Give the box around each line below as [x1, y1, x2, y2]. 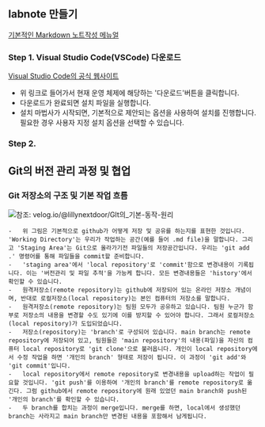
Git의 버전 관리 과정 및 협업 [8, 165, 131, 178]
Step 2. [8, 138, 37, 149]
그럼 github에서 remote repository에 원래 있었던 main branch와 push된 [26, 387, 248, 395]
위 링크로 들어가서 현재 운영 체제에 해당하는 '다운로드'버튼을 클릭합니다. [19, 88, 240, 97]
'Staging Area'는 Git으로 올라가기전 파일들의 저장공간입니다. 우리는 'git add [17, 244, 250, 252]
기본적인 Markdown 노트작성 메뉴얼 [8, 30, 119, 40]
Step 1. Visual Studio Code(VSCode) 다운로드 [8, 51, 182, 63]
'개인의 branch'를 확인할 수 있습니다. [8, 395, 120, 403]
